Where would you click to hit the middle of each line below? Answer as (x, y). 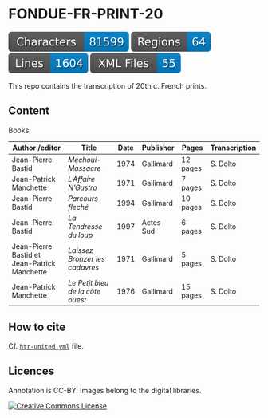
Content (29, 111)
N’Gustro (82, 187)
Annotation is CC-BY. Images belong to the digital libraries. (105, 390)
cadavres (83, 267)
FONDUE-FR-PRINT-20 (86, 14)
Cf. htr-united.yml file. (46, 346)
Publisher (158, 148)
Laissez (80, 250)
